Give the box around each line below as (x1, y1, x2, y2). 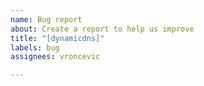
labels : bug (10, 42, 60, 53)
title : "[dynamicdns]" (10, 33, 105, 43)
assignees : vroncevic (10, 52, 101, 62)
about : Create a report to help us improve (10, 24, 195, 34)
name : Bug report (10, 14, 83, 25)
